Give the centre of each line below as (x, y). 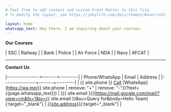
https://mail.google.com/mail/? (128, 93)
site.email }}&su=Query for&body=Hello (92, 99)
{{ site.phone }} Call (101, 83)
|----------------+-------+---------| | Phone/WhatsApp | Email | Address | (83, 77)
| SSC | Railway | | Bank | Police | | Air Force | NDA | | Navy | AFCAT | (77, 53)
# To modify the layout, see (36, 15)
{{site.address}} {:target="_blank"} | (84, 104)
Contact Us (17, 67)
